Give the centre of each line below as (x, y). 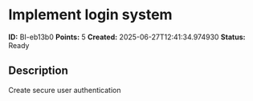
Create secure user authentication (65, 90)
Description (38, 71)
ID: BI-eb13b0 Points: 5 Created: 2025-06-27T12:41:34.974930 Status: (127, 37)
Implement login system (90, 15)
